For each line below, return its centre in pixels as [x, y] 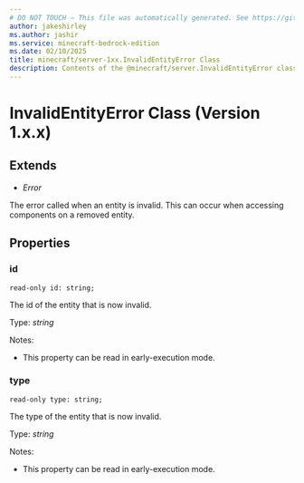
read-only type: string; [56, 400]
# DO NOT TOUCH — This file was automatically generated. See [129, 18]
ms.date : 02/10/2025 [48, 52]
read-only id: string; [52, 288]
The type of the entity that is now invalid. [85, 416]
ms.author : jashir [44, 34]
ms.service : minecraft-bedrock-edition [85, 43]
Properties [40, 243]
